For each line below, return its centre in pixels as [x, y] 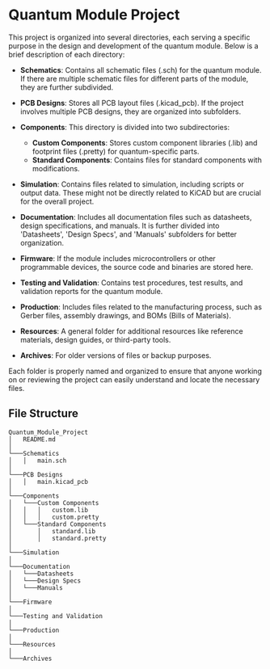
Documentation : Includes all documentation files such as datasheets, [136, 217]
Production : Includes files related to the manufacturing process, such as [141, 307]
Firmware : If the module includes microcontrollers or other [118, 258]
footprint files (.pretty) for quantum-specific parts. [116, 151]
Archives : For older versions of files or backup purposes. [116, 355]
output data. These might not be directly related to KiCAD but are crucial [140, 192]
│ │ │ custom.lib [49, 510]
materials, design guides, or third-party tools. [95, 339]
